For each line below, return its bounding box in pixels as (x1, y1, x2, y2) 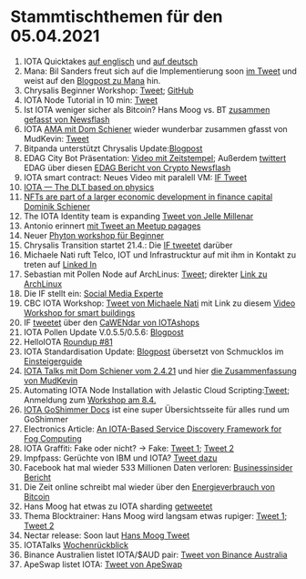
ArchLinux (23, 278, 63, 289)
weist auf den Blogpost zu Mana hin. (23, 75, 161, 86)
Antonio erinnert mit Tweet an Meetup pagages (23, 220, 201, 231)
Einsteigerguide (23, 355, 83, 366)
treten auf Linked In (23, 259, 97, 269)
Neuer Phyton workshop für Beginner (23, 229, 165, 240)
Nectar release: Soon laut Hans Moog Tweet (23, 530, 190, 541)
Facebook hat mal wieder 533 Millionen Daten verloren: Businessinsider (23, 462, 293, 472)
